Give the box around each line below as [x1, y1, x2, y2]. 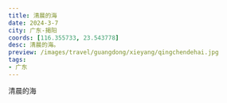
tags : [8, 56, 26, 64]
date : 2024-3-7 [8, 19, 59, 27]
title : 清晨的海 [8, 11, 57, 20]
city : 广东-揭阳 [8, 26, 57, 34]
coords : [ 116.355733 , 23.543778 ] [8, 33, 119, 42]
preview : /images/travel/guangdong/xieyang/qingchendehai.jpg [8, 48, 219, 56]
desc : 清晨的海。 [8, 41, 60, 49]
